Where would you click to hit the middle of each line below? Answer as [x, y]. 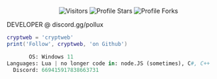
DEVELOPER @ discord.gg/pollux [55, 24]
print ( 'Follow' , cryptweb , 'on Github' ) [67, 44]
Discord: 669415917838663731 [56, 70]
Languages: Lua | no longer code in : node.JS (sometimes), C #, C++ [108, 63]
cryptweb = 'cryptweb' [40, 37]
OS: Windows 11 [51, 56]
